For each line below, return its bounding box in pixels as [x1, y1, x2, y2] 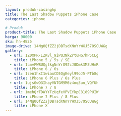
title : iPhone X [14, 103, 48, 109]
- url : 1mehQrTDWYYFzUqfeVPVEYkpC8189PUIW [9, 89, 99, 94]
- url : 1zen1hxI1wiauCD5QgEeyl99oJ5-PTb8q [9, 71, 99, 77]
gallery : [5, 48, 23, 53]
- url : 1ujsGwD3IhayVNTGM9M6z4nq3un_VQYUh [9, 80, 99, 85]
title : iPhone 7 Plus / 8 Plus [14, 94, 79, 99]
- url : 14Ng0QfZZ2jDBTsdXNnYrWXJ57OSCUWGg [9, 99, 99, 104]
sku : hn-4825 [5, 39, 32, 44]
